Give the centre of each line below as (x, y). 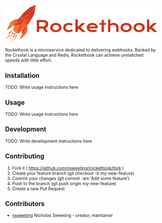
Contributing (25, 156)
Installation (22, 75)
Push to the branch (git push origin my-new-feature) (64, 183)
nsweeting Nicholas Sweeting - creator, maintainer (62, 215)
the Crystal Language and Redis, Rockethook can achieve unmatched (74, 55)
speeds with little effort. (29, 60)
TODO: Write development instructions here (49, 141)
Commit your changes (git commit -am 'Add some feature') (71, 178)
